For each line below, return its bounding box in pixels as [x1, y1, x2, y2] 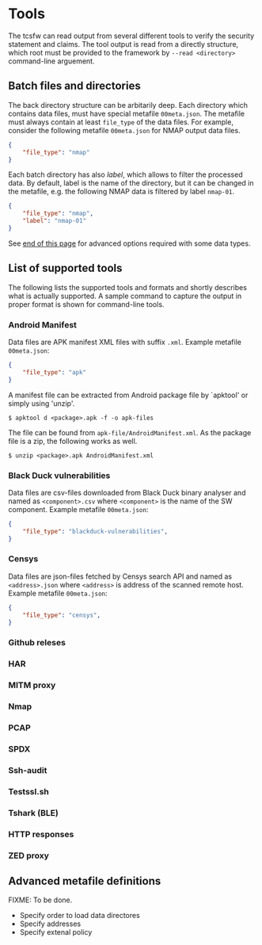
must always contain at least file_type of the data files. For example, [8, 117, 234, 127]
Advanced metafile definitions [8, 874, 161, 888]
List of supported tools [8, 262, 123, 275]
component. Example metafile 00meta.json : [8, 504, 149, 514]
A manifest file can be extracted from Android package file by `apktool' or [8, 390, 249, 400]
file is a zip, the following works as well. [8, 436, 138, 446]
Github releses [8, 637, 66, 648]
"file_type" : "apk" [22, 368, 87, 377]
